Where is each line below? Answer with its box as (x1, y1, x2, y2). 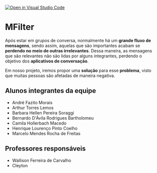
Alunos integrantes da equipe (5, 87, 96, 95)
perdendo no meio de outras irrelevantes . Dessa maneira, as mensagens (5, 47, 153, 53)
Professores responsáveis (5, 144, 86, 153)
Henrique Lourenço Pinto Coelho (12, 125, 78, 131)
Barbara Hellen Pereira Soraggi (12, 110, 74, 116)
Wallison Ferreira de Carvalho (12, 157, 71, 163)
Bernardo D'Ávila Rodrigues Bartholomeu (12, 115, 94, 121)
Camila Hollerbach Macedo (12, 120, 67, 126)
